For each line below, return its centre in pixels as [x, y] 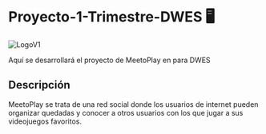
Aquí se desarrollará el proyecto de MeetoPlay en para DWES [109, 60]
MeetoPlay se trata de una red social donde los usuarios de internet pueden [133, 104]
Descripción [39, 85]
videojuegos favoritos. [45, 121]
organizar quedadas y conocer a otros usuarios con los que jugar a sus [126, 112]
